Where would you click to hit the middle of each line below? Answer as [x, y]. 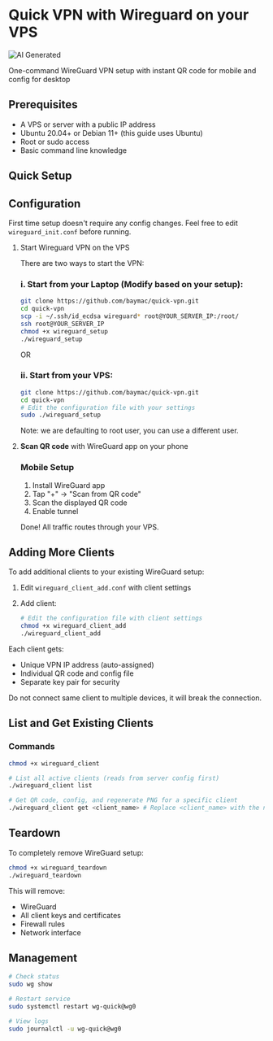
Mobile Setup [47, 468]
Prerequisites [43, 105]
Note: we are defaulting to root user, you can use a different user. [129, 431]
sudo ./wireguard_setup [61, 415]
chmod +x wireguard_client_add [73, 626]
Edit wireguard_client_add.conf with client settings [106, 588]
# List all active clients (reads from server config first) [114, 778]
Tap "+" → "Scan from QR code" [87, 494]
